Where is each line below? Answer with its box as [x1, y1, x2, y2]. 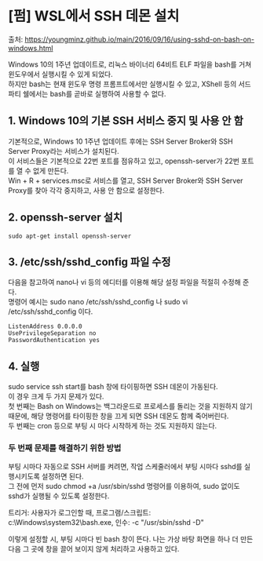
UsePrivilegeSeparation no [8, 330, 97, 337]
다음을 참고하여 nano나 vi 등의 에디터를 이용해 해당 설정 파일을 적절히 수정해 [8, 278, 241, 287]
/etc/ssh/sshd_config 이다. [8, 307, 93, 316]
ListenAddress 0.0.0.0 [8, 322, 82, 330]
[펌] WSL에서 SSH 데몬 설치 [8, 7, 180, 25]
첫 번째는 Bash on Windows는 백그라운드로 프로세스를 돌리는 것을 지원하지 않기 [8, 402, 253, 411]
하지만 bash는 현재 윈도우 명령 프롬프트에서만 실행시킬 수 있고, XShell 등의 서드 [8, 79, 251, 89]
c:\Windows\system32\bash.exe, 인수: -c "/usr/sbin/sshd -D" [8, 518, 204, 527]
